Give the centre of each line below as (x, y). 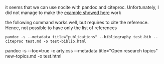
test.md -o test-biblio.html (56, 41)
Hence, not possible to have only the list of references (61, 28)
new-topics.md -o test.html (33, 56)
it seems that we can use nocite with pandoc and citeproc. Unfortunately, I (82, 7)
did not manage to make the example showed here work (63, 13)
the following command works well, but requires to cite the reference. (77, 22)
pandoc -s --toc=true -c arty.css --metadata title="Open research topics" (81, 51)
